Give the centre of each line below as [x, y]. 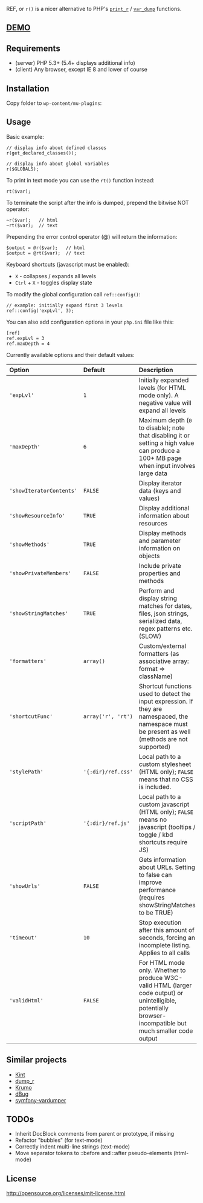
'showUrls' [25, 886]
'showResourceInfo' [37, 515]
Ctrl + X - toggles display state [53, 282]
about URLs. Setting [167, 867]
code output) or [161, 993]
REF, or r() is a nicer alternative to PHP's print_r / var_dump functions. [94, 9]
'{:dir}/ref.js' [107, 823]
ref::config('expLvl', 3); [40, 311]
